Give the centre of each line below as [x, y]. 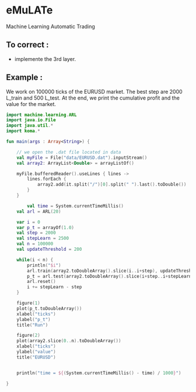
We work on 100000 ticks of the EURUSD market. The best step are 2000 [94, 91]
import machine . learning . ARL [41, 115]
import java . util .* [30, 126]
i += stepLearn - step [55, 287]
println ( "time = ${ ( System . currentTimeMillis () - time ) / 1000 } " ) [99, 373]
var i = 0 [29, 222]
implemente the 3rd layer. [45, 59]
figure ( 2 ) [29, 335]
